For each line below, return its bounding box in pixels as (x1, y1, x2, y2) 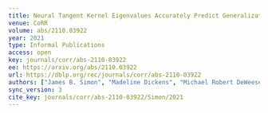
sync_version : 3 (8, 85, 62, 94)
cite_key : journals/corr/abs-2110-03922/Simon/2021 (8, 93, 183, 101)
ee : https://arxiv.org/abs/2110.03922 (8, 64, 137, 72)
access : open (8, 49, 52, 56)
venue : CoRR (8, 19, 48, 27)
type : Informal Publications (8, 41, 105, 49)
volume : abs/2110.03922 (8, 26, 88, 34)
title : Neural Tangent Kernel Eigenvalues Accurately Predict (8, 11, 219, 20)
